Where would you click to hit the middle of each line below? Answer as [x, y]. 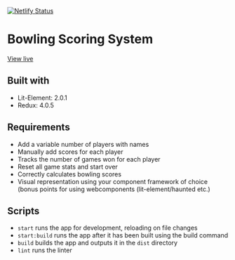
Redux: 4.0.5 [36, 105]
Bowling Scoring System [80, 39]
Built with [28, 81]
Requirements [39, 128]
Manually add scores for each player [70, 152]
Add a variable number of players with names [83, 144]
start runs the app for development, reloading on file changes [107, 228]
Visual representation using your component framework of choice [113, 181]
